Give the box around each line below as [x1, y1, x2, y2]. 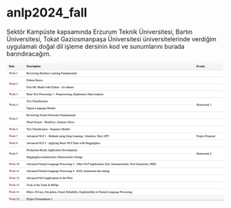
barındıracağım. [6, 50, 52, 58]
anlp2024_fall [6, 5, 88, 21]
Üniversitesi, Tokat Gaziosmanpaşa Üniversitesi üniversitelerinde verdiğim [6, 34, 217, 43]
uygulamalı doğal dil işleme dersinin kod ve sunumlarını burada [6, 42, 185, 50]
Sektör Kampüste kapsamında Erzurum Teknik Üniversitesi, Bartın [6, 28, 193, 36]
